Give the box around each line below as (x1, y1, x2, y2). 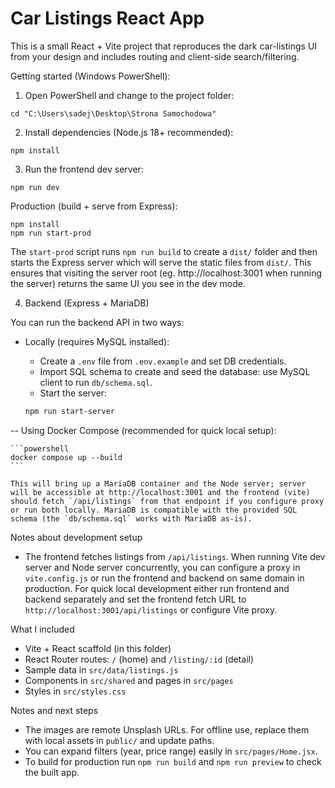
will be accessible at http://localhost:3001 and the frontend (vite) (10, 487, 311, 497)
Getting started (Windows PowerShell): (10, 70, 171, 82)
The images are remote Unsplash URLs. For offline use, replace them (24, 723, 310, 736)
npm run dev (10, 182, 60, 192)
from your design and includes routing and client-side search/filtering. (10, 50, 300, 62)
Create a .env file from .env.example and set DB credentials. (39, 355, 287, 367)
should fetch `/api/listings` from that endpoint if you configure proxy (10, 496, 325, 506)
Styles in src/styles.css (24, 685, 127, 697)
